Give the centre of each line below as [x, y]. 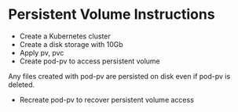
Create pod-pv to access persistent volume [90, 61]
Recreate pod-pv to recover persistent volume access [107, 99]
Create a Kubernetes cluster [65, 36]
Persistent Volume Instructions [112, 14]
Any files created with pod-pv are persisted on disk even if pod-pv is [119, 76]
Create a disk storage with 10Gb [71, 44]
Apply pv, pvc [42, 52]
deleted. [22, 85]
